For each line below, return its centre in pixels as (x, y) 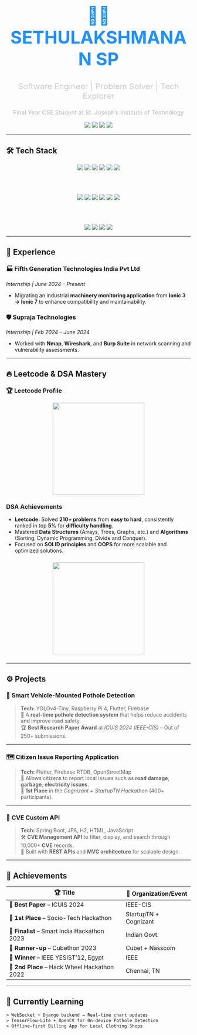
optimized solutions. (39, 551)
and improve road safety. (50, 721)
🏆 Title (64, 893)
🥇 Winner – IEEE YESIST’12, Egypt (57, 957)
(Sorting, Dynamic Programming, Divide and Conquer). (81, 538)
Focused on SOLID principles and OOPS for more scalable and (91, 545)
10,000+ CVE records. (47, 845)
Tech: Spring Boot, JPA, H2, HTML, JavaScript (77, 831)
